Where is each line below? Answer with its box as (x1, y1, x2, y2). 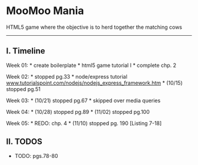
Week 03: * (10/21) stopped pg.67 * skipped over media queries (6, 97, 161, 104)
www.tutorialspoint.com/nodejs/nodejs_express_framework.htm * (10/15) (6, 79, 183, 86)
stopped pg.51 (6, 85, 41, 92)
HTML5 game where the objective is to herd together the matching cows (6, 23, 183, 31)
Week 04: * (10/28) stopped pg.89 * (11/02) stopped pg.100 (6, 108, 150, 115)
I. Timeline (6, 46, 45, 56)
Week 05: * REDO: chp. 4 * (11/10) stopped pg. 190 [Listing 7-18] (6, 119, 162, 127)
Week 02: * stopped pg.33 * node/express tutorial (6, 73, 128, 80)
